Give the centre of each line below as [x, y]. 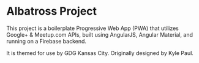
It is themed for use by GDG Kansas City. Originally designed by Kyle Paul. [100, 53]
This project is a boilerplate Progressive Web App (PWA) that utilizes [93, 28]
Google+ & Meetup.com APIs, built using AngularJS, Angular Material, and [100, 34]
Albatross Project [51, 11]
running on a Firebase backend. [47, 41]
